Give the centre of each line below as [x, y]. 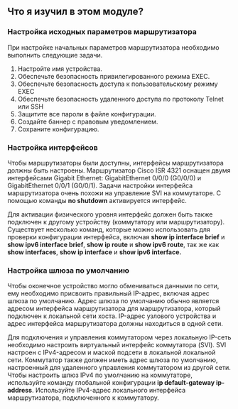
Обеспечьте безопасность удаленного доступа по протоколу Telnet [120, 99]
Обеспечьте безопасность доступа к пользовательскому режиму [118, 84]
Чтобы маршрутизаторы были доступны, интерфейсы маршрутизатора [115, 163]
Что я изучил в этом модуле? [76, 12]
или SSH [31, 107]
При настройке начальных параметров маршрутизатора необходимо [113, 47]
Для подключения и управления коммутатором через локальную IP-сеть [119, 337]
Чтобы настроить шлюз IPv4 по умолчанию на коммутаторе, [100, 375]
